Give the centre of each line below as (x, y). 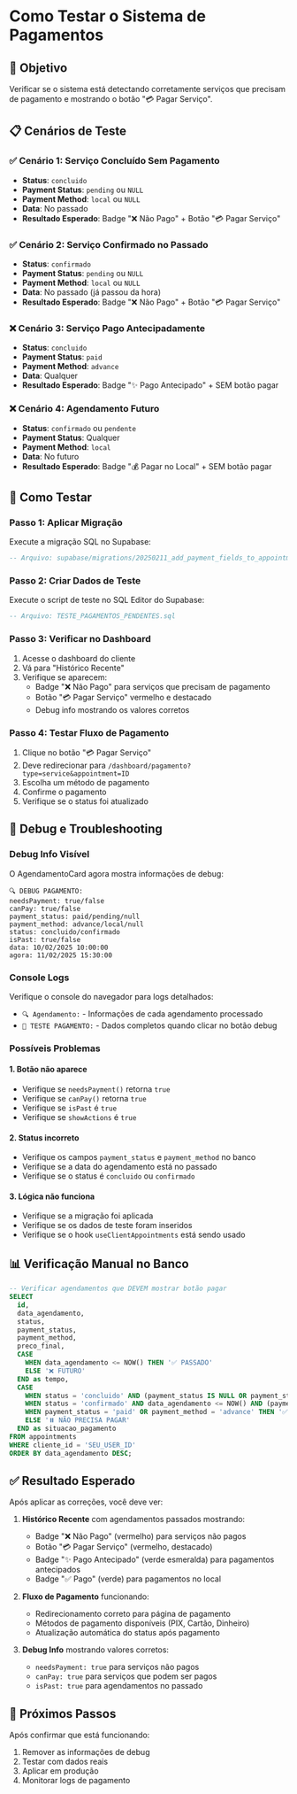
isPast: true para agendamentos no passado (119, 1686)
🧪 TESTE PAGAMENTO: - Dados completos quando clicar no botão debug (149, 1025)
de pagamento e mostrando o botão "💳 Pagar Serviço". (111, 99)
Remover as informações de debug (86, 1752)
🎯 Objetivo (38, 68)
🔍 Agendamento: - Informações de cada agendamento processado (142, 1013)
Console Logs (39, 978)
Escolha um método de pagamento (86, 782)
